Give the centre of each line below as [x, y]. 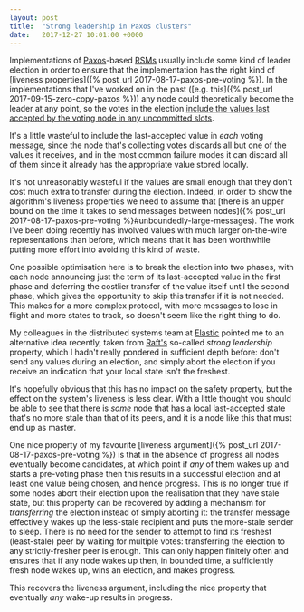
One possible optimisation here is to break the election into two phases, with [152, 267]
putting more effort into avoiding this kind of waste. [105, 249]
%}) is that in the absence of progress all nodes [190, 455]
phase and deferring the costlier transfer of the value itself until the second [149, 287]
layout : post [34, 18]
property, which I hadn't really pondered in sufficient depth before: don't [144, 352]
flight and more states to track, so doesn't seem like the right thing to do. [145, 316]
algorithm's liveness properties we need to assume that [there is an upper [147, 201]
